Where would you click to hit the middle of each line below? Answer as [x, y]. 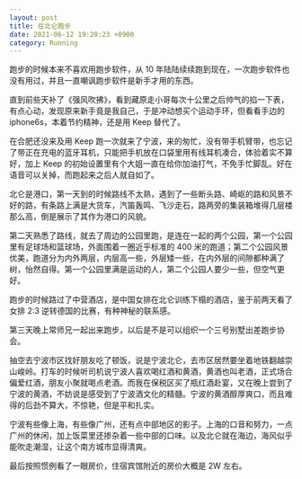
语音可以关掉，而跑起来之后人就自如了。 [84, 175]
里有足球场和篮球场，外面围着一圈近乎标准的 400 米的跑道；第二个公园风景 [149, 247]
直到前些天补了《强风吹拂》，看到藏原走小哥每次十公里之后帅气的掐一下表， [149, 100]
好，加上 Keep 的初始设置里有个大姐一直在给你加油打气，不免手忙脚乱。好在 [151, 164]
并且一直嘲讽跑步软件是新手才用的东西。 [123, 81]
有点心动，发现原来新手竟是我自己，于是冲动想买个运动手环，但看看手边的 [147, 111]
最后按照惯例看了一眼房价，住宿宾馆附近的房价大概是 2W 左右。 [128, 466]
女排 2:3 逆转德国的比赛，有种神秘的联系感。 [93, 311]
